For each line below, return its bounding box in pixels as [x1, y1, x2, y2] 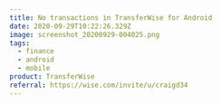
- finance [17, 47, 54, 56]
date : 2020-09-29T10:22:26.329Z [9, 22, 131, 31]
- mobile [17, 64, 51, 73]
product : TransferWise [9, 72, 95, 81]
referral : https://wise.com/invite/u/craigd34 [9, 80, 188, 90]
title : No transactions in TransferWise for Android [9, 13, 213, 23]
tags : [9, 38, 30, 48]
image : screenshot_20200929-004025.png [9, 30, 160, 39]
